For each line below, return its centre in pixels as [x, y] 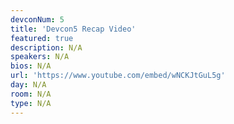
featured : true [42, 38]
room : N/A [31, 94]
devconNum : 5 [37, 19]
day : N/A [28, 85]
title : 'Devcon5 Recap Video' [73, 29]
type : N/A [31, 103]
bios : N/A [31, 66]
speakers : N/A [40, 57]
